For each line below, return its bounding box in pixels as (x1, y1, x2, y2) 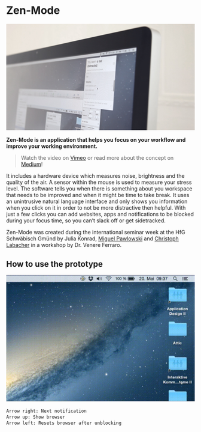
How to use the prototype (6, 259, 103, 269)
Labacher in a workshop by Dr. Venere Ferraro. (6, 242, 121, 249)
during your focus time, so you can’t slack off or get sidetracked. (6, 217, 166, 224)
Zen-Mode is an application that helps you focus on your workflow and (6, 136, 186, 144)
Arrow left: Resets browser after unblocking (6, 420, 121, 427)
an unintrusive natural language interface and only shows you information (6, 198, 188, 205)
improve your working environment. (6, 142, 98, 150)
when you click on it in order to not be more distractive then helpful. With (6, 204, 186, 211)
